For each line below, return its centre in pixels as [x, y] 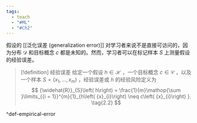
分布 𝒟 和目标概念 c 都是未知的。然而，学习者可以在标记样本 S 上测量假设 [100, 53]
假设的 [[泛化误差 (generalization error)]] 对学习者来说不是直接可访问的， [95, 45]
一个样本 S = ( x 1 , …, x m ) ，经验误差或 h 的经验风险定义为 [89, 81]
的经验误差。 [21, 60]
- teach [21, 17]
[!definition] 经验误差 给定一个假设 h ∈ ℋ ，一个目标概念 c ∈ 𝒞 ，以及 [106, 72]
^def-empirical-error [31, 114]
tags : [13, 11]
